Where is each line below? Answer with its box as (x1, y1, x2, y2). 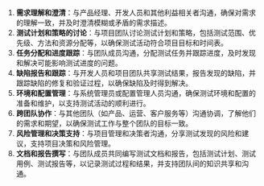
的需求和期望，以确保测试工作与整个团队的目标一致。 (15, 118, 193, 128)
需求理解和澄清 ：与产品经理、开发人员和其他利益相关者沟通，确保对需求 (15, 8, 256, 17)
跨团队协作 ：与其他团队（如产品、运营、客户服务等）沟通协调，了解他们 (15, 109, 256, 118)
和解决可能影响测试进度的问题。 (15, 58, 122, 68)
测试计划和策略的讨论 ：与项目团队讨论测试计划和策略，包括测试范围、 (15, 28, 250, 37)
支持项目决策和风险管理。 (30, 138, 115, 148)
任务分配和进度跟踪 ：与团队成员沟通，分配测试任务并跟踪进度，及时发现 (15, 48, 256, 57)
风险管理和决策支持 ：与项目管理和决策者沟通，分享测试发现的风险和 (15, 129, 242, 138)
